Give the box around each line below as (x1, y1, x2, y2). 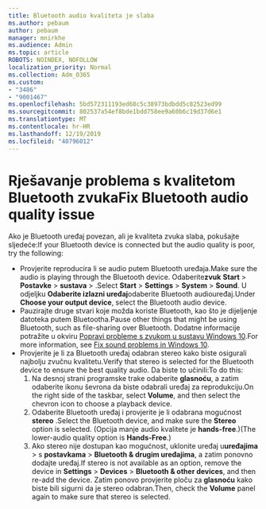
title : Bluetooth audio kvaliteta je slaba (8, 11, 155, 20)
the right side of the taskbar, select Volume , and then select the (31, 390, 241, 400)
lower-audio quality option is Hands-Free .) (31, 433, 172, 442)
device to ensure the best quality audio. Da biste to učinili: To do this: (19, 365, 244, 375)
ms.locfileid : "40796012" (8, 137, 94, 146)
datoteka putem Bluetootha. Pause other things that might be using (19, 315, 237, 324)
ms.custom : (8, 78, 44, 86)
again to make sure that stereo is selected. (31, 492, 171, 502)
